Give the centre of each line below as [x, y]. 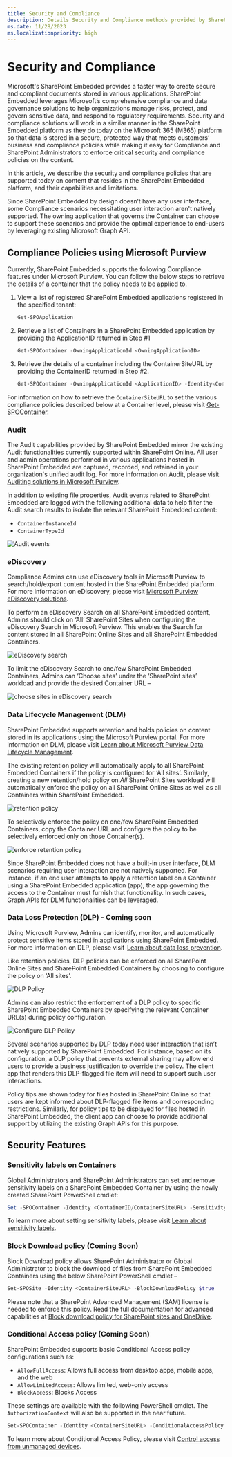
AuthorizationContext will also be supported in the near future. [97, 1413]
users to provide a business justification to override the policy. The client [110, 1066]
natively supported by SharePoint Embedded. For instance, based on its [109, 1051]
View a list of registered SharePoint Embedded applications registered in [120, 297]
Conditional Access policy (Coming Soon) [78, 1334]
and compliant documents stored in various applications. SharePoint [104, 93]
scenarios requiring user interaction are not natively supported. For [103, 870]
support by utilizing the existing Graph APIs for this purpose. [93, 1123]
